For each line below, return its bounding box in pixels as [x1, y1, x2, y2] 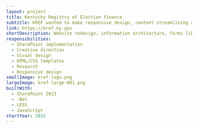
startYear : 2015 [6, 113, 46, 119]
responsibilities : [6, 36, 51, 42]
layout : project [6, 8, 46, 15]
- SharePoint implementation [11, 42, 83, 48]
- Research [11, 63, 38, 70]
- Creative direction [11, 47, 65, 53]
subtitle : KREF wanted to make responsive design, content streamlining [6, 19, 189, 25]
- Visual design [11, 52, 51, 58]
